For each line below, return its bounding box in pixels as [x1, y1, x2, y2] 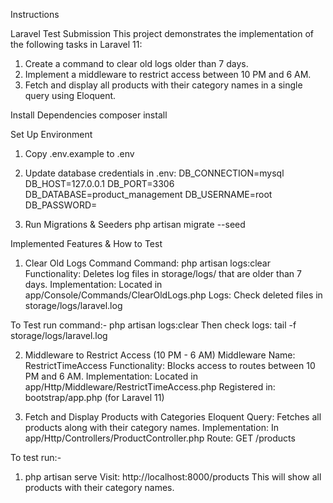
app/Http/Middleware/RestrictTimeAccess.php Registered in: [24, 381, 276, 393]
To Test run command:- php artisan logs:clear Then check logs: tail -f [10, 319, 297, 331]
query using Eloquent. [24, 90, 117, 101]
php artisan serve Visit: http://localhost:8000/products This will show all [24, 471, 322, 483]
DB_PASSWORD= [24, 199, 98, 211]
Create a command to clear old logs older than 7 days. [24, 58, 249, 69]
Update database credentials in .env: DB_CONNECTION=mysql [24, 167, 285, 179]
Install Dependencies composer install [10, 109, 168, 121]
